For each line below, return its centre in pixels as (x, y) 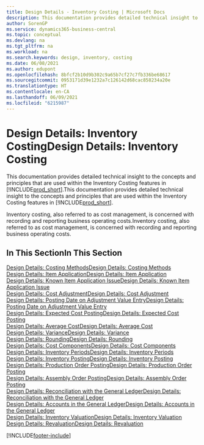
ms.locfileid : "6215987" (38, 103)
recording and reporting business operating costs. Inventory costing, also (98, 220)
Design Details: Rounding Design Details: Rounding (70, 339)
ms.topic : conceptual (34, 35)
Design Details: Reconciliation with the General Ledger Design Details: (94, 391)
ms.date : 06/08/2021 (33, 63)
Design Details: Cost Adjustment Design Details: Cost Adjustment (88, 294)
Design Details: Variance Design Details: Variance (68, 333)
